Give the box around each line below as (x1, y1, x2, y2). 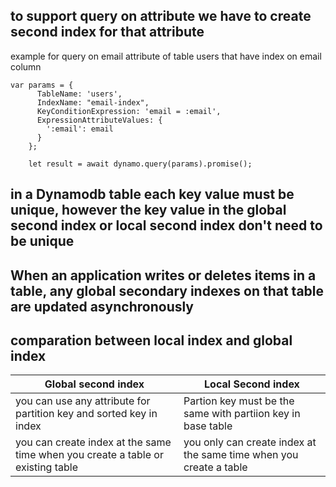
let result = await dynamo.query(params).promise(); (28, 159, 253, 169)
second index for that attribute (10, 24, 205, 41)
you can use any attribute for (15, 394, 151, 408)
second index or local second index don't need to (10, 217, 323, 234)
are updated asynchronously (10, 298, 195, 315)
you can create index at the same (15, 435, 172, 449)
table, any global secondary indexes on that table (10, 282, 325, 299)
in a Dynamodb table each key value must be (10, 186, 295, 203)
